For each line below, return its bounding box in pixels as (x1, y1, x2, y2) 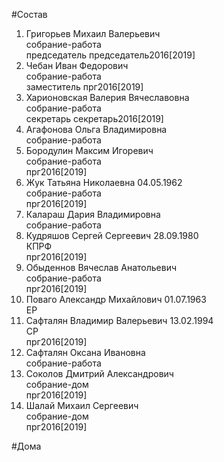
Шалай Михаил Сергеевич (25, 400, 139, 411)
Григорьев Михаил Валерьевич (25, 28, 161, 39)
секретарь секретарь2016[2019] (25, 113, 164, 124)
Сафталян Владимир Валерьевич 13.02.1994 (25, 315, 214, 326)
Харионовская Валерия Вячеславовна (25, 92, 190, 103)
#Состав (11, 9, 48, 20)
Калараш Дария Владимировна (25, 209, 161, 220)
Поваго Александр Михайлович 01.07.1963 (25, 294, 207, 305)
